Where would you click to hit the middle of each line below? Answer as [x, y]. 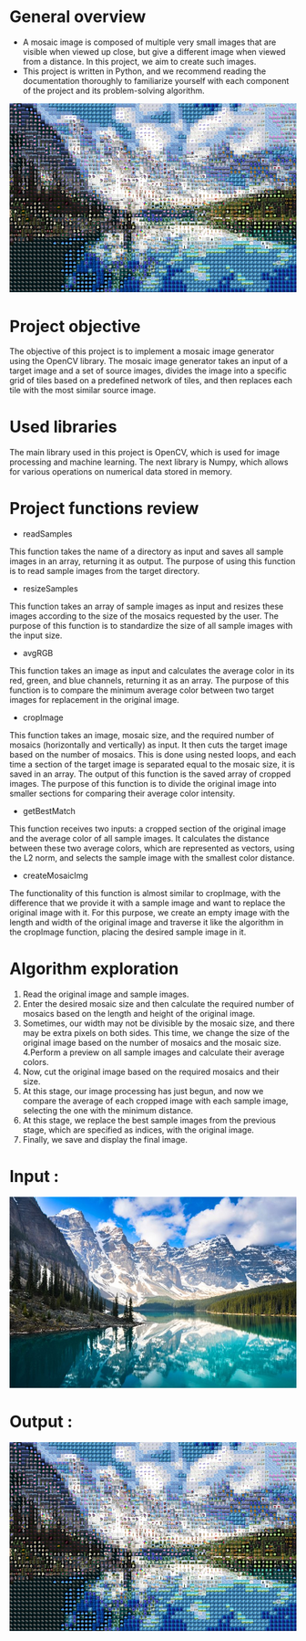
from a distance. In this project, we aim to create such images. [139, 61]
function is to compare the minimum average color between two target [142, 690]
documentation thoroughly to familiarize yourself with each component [156, 80]
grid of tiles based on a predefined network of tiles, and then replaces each [151, 381]
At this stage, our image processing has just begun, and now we [143, 1092]
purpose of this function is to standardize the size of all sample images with [151, 626]
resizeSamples [51, 589]
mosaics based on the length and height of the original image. [139, 1014]
